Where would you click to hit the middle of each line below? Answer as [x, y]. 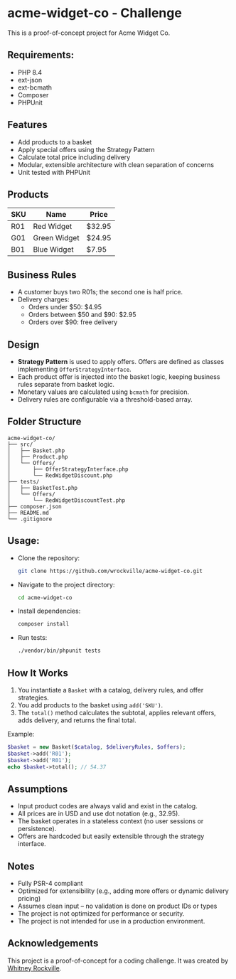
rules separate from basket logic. [66, 384]
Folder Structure [44, 422]
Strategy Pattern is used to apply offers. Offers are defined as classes [121, 362]
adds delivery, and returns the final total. [77, 720]
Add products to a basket [55, 142]
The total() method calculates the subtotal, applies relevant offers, [117, 712]
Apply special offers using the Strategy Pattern [86, 149]
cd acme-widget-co [45, 598]
